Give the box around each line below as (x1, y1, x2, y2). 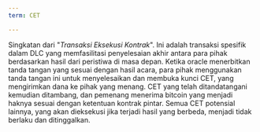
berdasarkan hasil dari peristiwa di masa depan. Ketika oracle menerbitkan (8, 57, 251, 66)
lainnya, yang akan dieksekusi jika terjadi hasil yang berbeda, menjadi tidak (8, 107, 252, 116)
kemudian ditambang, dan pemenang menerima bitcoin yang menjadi (8, 90, 233, 99)
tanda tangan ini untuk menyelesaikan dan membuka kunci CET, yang (8, 73, 234, 82)
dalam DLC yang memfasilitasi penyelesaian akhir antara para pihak (8, 48, 228, 57)
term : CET (8, 11, 41, 20)
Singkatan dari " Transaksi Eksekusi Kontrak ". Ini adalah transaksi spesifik (8, 40, 247, 49)
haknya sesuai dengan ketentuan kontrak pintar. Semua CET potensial (8, 98, 236, 108)
